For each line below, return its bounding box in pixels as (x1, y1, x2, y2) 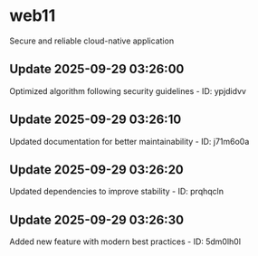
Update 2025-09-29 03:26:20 (9, 162, 184, 177)
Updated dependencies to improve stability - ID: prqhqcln (9, 186, 225, 197)
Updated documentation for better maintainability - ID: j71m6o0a (9, 136, 250, 147)
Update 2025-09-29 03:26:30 (9, 212, 184, 227)
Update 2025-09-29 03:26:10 (9, 112, 182, 128)
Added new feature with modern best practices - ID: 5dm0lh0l (9, 236, 242, 247)
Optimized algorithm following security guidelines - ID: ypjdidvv (9, 85, 247, 96)
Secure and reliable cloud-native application (9, 35, 175, 46)
